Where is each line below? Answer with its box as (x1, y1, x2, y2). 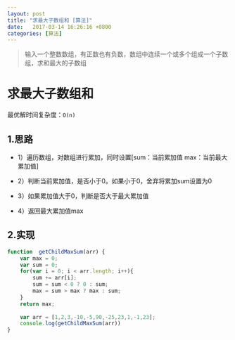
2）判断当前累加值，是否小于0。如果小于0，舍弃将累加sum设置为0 (17, 177, 212, 185)
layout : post (7, 10, 46, 18)
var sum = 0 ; (20, 261, 58, 268)
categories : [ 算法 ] (7, 30, 63, 37)
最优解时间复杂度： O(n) (7, 110, 76, 119)
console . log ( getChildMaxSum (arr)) (20, 320, 121, 327)
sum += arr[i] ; (32, 275, 77, 282)
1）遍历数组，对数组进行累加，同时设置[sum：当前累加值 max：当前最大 (17, 153, 228, 162)
